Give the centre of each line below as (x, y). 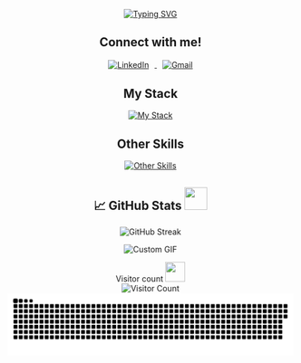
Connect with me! (150, 42)
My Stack (150, 94)
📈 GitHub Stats (137, 205)
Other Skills (150, 143)
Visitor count (140, 278)
